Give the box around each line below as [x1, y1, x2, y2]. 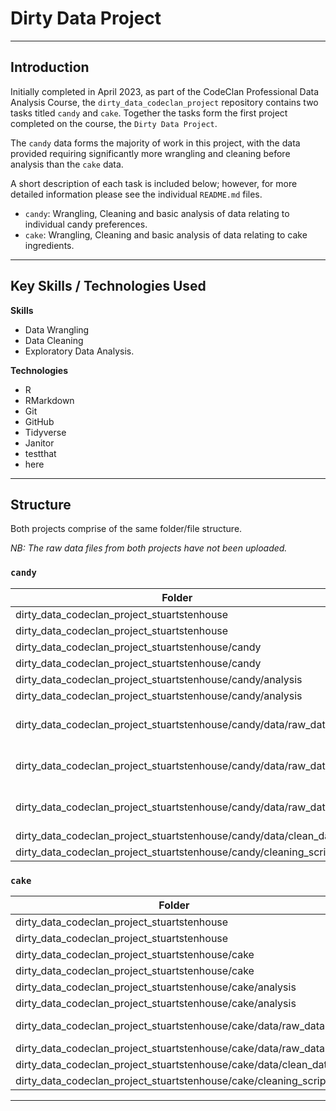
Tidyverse [24, 426, 67, 438]
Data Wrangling [24, 323, 90, 336]
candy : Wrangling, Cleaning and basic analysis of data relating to [24, 207, 290, 219]
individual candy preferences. [24, 218, 148, 230]
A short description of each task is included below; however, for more [10, 177, 298, 189]
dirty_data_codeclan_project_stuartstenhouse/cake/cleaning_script [15, 1073, 330, 1087]
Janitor [24, 437, 55, 449]
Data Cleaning [24, 334, 84, 346]
